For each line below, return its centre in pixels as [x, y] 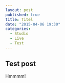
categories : [18, 29]
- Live [17, 39]
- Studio [19, 34]
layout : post [19, 10]
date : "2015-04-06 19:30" [33, 24]
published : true [23, 15]
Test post [20, 64]
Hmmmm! [16, 76]
